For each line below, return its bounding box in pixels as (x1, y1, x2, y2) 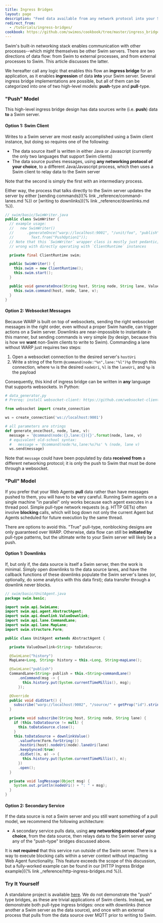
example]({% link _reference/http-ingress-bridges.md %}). (5, 868, 123, 874)
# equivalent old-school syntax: (9, 437, 77, 442)
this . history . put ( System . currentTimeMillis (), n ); (22, 757, 127, 761)
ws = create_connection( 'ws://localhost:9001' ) (5, 415, 103, 420)
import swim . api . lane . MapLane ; (5, 623, 68, 627)
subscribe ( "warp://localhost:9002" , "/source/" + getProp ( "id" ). (14, 702, 149, 708)
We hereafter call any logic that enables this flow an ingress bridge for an (5, 68, 153, 73)
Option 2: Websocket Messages (5, 308, 71, 313)
